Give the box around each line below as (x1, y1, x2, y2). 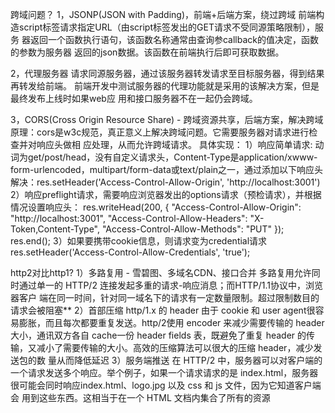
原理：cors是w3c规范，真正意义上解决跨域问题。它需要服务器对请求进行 (10, 126, 310, 138)
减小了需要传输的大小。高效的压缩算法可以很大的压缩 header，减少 (36, 342, 314, 353)
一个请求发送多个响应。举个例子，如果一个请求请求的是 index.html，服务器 (10, 367, 319, 378)
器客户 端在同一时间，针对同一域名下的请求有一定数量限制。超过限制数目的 (10, 292, 320, 303)
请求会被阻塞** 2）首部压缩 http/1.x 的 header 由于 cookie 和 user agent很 (10, 304, 316, 316)
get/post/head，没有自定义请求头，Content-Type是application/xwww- (27, 151, 318, 163)
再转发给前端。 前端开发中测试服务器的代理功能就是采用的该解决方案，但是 (10, 80, 320, 92)
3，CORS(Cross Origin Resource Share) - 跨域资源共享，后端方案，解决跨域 (10, 114, 324, 125)
